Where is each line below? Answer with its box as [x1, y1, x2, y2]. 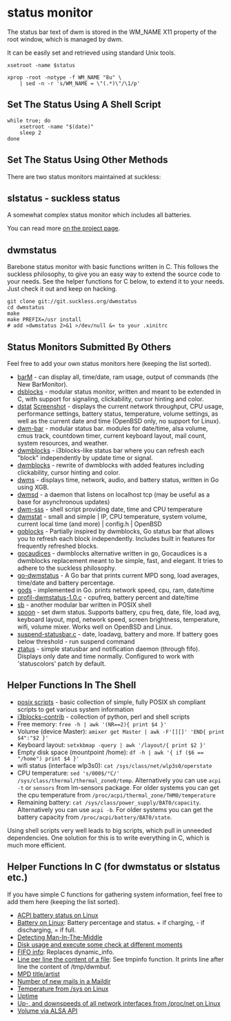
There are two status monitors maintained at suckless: [7, 172, 161, 181]
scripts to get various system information [17, 705, 134, 713]
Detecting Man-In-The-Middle [17, 932, 103, 941]
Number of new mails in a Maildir [17, 977, 112, 985]
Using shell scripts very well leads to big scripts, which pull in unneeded [7, 826, 212, 834]
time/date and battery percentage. [17, 579, 115, 587]
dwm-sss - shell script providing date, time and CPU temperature [17, 505, 203, 513]
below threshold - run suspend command [17, 638, 135, 645]
